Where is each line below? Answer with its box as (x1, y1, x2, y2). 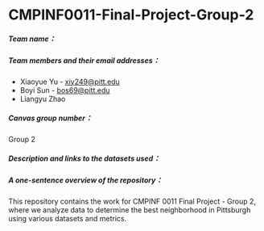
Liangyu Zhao (19, 94, 66, 103)
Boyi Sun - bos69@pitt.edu (19, 85, 110, 94)
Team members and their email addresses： (8, 56, 160, 65)
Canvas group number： (8, 113, 93, 123)
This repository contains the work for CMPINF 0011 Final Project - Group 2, (8, 196, 256, 206)
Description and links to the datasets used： (8, 153, 161, 163)
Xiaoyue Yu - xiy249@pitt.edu (19, 77, 121, 86)
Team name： (8, 34, 56, 44)
